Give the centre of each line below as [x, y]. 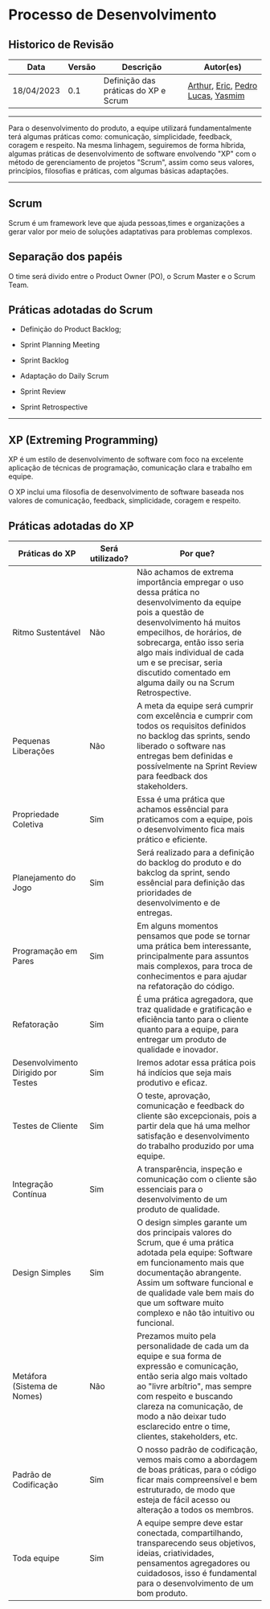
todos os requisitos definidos [191, 726]
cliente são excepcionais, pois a [196, 1116]
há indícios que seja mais [184, 1073]
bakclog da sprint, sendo [183, 872]
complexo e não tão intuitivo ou [196, 1313]
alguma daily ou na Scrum [185, 683]
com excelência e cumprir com [194, 716]
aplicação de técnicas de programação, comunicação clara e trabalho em [130, 468]
